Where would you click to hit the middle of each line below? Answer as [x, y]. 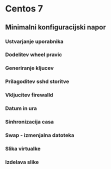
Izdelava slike [22, 162]
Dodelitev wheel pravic [34, 54]
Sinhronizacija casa [29, 122]
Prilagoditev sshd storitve [37, 81]
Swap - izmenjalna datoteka [40, 135]
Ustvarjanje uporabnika [34, 41]
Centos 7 [24, 9]
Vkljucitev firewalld [29, 95]
